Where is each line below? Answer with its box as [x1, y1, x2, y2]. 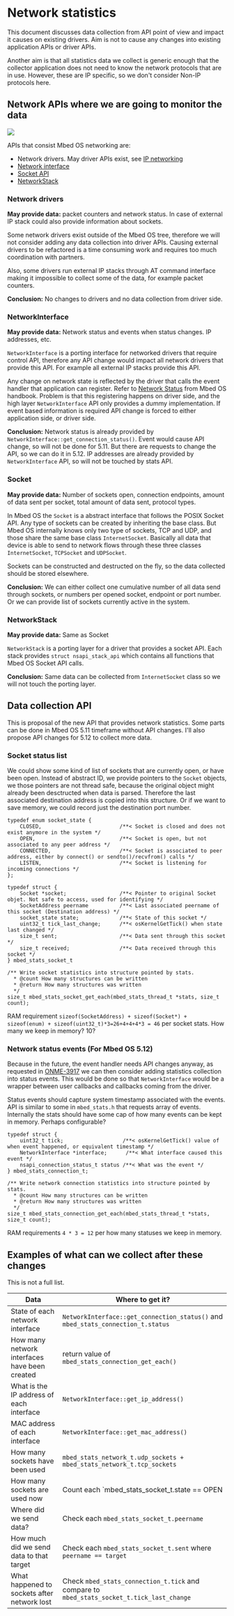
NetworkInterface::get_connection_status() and [62, 1312, 223, 1321]
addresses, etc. [7, 336, 52, 344]
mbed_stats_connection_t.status [62, 1321, 170, 1328]
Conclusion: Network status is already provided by [7, 427, 155, 436]
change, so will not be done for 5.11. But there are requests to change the [7, 442, 217, 450]
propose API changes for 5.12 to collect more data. [7, 733, 152, 742]
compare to [62, 1585, 100, 1595]
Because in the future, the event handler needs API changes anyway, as [7, 1060, 214, 1068]
